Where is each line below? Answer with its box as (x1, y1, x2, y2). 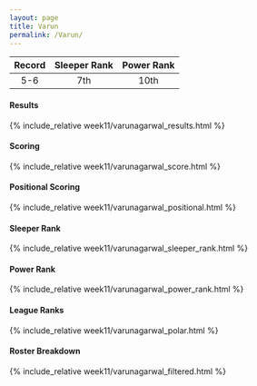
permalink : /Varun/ (9, 30, 84, 39)
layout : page (9, 13, 59, 23)
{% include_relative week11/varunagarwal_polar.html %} (9, 324, 219, 336)
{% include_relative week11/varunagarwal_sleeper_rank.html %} (9, 242, 248, 254)
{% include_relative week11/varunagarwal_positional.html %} (9, 202, 236, 213)
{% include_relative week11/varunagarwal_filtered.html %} (9, 365, 227, 377)
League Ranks (9, 304, 64, 315)
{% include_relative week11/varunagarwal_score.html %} (9, 161, 221, 172)
